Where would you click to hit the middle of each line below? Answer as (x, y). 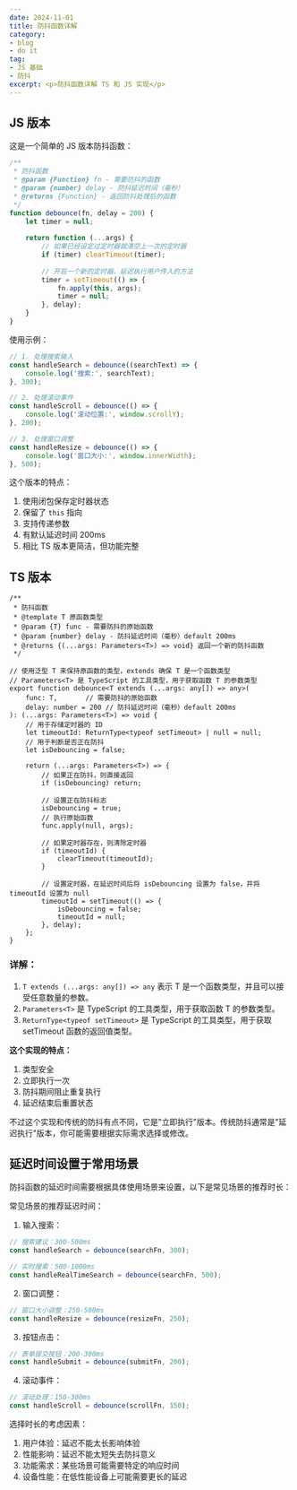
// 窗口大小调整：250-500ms (57, 1310)
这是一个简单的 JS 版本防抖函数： (71, 146)
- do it (24, 51)
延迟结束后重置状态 (58, 1103)
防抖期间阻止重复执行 (61, 1091)
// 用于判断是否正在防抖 (65, 742)
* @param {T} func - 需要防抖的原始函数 (83, 627)
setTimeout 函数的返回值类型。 (79, 1031)
